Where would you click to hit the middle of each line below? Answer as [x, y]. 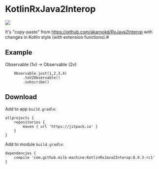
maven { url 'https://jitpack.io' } [60, 126]
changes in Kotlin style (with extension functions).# [57, 37]
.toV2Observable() [42, 78]
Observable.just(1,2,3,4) [41, 73]
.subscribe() [36, 82]
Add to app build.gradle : [31, 109]
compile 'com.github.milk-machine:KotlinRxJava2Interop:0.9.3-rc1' [84, 157]
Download [21, 97]
